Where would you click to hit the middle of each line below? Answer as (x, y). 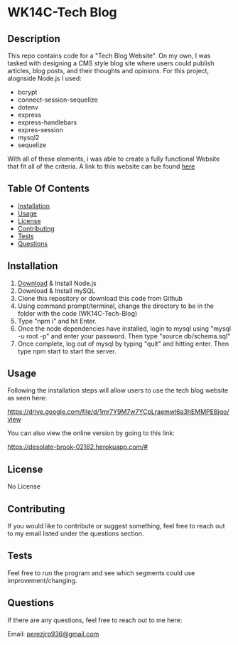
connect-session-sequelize (58, 100)
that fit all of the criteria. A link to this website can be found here (101, 166)
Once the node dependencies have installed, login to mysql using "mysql (124, 329)
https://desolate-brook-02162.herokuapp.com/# (77, 447)
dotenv (28, 107)
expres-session (40, 130)
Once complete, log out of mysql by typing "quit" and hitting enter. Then (123, 343)
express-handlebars (47, 122)
